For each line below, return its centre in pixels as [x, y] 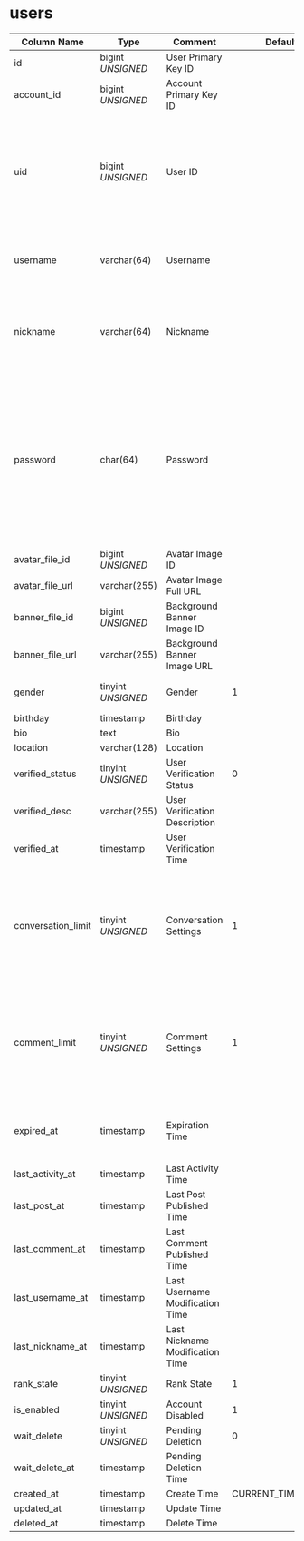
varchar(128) [129, 747]
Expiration [188, 1125]
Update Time [194, 1508]
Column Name [52, 42]
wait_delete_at [44, 1468]
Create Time [192, 1493]
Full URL [184, 590]
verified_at [36, 848]
